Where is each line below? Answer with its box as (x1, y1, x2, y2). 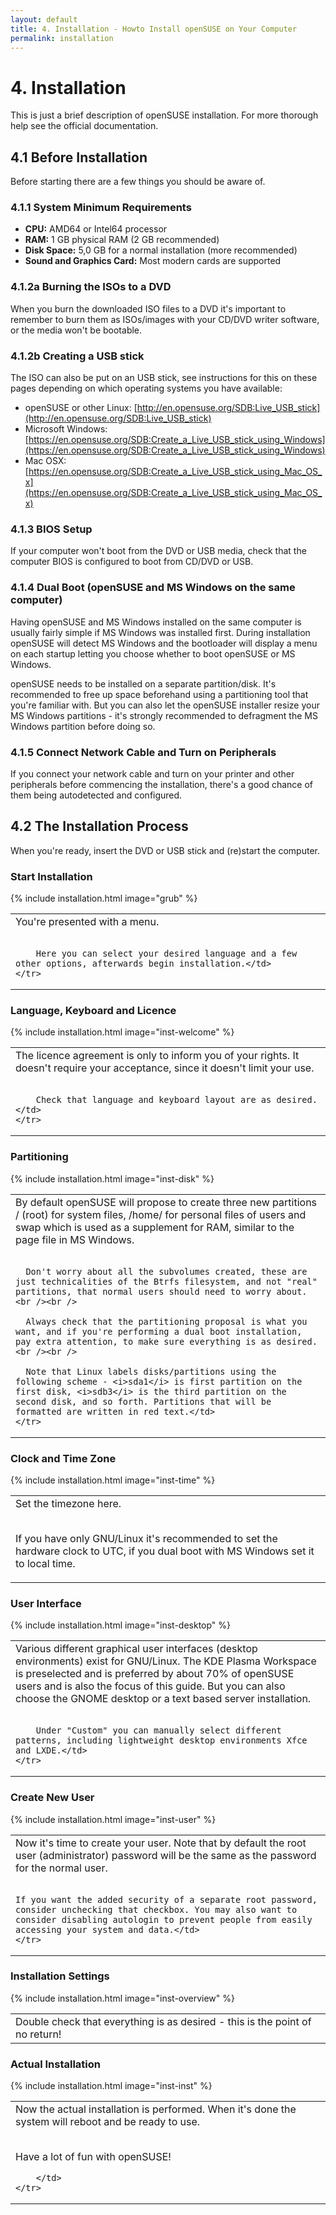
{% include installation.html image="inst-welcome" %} (10, 1026, 235, 1038)
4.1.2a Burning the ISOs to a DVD (10, 280, 172, 294)
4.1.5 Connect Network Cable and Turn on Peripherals (10, 745, 277, 759)
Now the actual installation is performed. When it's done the (15, 2102, 297, 2116)
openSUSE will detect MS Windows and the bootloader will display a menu (10, 637, 318, 649)
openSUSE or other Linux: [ (24, 402, 138, 414)
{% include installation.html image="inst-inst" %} (10, 2080, 213, 2092)
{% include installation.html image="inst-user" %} (10, 1813, 217, 1825)
